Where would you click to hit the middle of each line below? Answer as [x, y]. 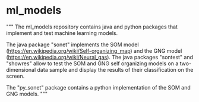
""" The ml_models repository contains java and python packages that [92, 27]
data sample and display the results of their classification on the [115, 69]
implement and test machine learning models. [62, 33]
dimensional [21, 69]
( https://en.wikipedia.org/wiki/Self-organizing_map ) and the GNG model [94, 50]
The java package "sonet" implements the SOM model [72, 44]
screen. [15, 76]
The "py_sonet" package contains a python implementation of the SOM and [99, 87]
